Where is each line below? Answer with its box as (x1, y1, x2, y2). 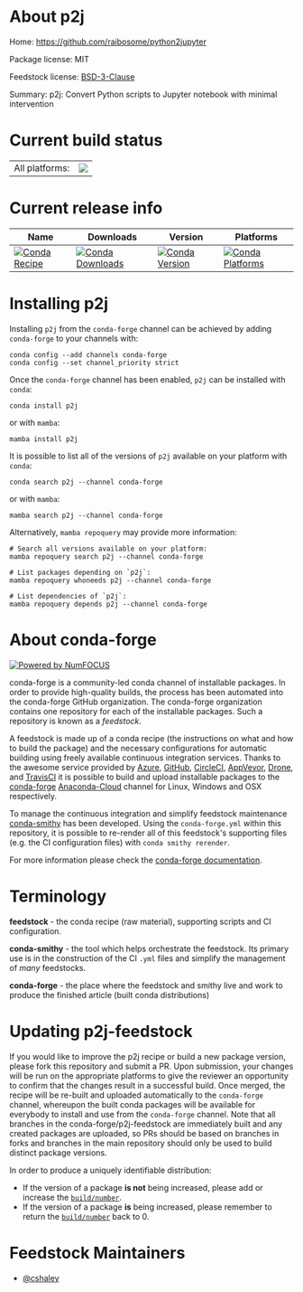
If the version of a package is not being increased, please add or (22, 1182, 263, 1193)
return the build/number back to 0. (22, 1211, 150, 1221)
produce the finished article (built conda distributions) (9, 989, 210, 1000)
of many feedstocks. (9, 962, 87, 973)
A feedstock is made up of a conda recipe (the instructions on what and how (9, 732, 294, 743)
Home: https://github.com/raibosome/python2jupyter (9, 36, 207, 47)
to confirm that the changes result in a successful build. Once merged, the (9, 1080, 286, 1090)
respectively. (9, 790, 57, 801)
